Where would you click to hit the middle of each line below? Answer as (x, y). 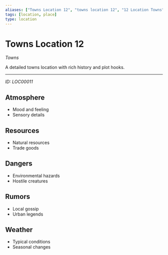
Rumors (18, 197)
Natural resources (31, 142)
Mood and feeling (30, 109)
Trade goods (25, 147)
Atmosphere (25, 97)
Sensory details (28, 115)
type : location (21, 19)
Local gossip (25, 208)
